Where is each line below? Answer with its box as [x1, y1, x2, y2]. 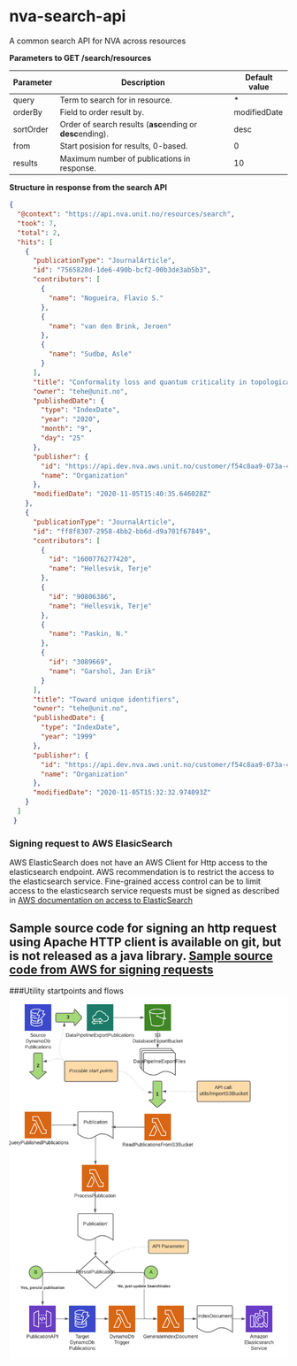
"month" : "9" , [41, 425, 93, 434]
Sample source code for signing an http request [9, 920, 277, 935]
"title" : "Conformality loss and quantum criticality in [32, 378, 247, 387]
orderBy [12, 106, 42, 117]
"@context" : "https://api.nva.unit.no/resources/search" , [17, 210, 236, 219]
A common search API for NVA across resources [9, 35, 187, 46]
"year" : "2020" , [41, 415, 101, 424]
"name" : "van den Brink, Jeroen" [48, 321, 172, 331]
